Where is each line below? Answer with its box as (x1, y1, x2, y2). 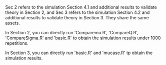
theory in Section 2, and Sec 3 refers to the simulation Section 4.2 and (5, 9, 150, 15)
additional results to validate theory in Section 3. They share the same (5, 15, 149, 20)
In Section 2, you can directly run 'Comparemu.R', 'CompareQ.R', (5, 30, 138, 35)
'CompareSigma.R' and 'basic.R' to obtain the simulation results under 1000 (5, 35, 161, 41)
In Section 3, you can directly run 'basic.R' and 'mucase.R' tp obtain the (5, 50, 153, 56)
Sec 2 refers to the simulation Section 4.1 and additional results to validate (5, 4, 157, 10)
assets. (5, 20, 20, 26)
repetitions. (5, 40, 28, 46)
